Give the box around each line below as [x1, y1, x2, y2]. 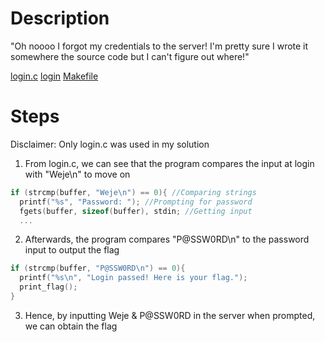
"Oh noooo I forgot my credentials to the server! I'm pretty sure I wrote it [10, 40, 309, 52]
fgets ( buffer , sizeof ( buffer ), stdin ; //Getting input [19, 206, 253, 216]
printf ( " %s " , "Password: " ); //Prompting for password [19, 197, 253, 207]
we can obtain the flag [24, 320, 118, 332]
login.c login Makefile [10, 70, 99, 82]
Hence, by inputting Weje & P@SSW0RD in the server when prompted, [24, 309, 316, 321]
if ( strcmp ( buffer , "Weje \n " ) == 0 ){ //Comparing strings [10, 187, 257, 197]
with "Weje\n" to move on [24, 168, 131, 180]
